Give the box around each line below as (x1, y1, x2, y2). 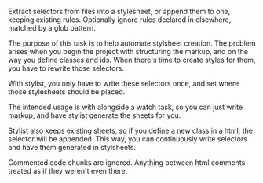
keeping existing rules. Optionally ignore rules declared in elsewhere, (8, 15, 232, 24)
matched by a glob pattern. (8, 24, 96, 32)
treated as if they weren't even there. (8, 167, 128, 175)
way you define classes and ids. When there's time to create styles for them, (8, 55, 256, 64)
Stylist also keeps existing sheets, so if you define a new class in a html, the (8, 126, 254, 135)
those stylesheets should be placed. (8, 87, 126, 97)
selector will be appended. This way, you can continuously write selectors (8, 134, 247, 144)
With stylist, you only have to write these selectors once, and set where (8, 79, 239, 88)
